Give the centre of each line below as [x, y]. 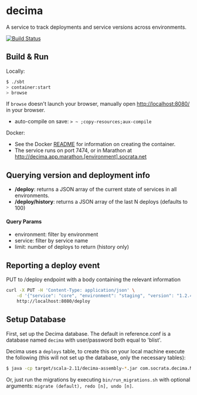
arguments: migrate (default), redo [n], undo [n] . [70, 386]
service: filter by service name [51, 241]
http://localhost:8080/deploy [54, 301]
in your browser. [26, 110]
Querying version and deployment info [78, 175]
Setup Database [36, 320]
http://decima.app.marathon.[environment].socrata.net [81, 157]
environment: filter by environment [56, 234]
